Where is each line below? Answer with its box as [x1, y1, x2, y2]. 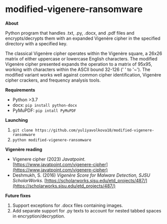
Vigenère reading [5, 146, 43, 152]
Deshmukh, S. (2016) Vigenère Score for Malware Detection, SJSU [12, 172, 150, 178]
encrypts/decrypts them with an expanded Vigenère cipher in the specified [5, 35, 160, 41]
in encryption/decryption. [12, 213, 65, 219]
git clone [12, 127, 34, 133]
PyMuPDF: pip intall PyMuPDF [12, 107, 76, 113]
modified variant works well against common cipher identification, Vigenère [5, 71, 161, 78]
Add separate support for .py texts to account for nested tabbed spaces [12, 207, 161, 213]
